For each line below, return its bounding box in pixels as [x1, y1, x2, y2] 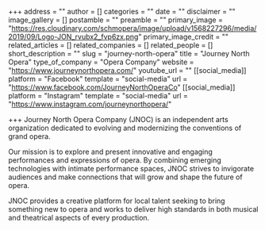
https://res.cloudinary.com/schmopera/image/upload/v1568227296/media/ [11, 24, 257, 33]
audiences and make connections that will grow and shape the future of [8, 172, 244, 182]
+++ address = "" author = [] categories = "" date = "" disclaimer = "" [8, 7, 236, 16]
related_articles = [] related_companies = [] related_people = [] [8, 40, 213, 50]
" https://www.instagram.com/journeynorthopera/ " [8, 99, 172, 109]
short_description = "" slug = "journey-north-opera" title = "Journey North [8, 49, 250, 58]
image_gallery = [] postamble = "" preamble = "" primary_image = [8, 15, 224, 25]
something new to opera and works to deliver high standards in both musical [8, 205, 259, 213]
